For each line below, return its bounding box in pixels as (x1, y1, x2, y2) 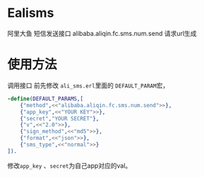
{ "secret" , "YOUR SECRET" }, (20, 115, 100, 122)
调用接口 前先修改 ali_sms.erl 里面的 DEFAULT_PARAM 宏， (7, 81, 169, 90)
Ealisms (7, 5, 54, 21)
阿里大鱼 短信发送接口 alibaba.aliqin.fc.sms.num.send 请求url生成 (7, 29, 197, 37)
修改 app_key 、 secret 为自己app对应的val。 (7, 161, 132, 170)
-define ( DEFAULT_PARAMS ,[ (7, 95, 83, 102)
